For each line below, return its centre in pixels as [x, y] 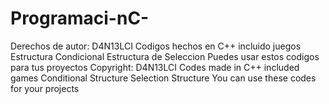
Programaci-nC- [80, 18]
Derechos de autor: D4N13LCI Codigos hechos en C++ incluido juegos [156, 46]
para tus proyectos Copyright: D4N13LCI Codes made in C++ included [155, 67]
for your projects [45, 88]
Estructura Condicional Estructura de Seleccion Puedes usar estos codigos [165, 56]
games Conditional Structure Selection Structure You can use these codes [163, 78]
